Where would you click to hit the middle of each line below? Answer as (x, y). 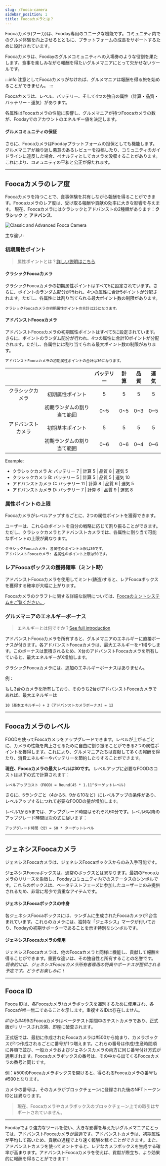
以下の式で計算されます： (44, 775)
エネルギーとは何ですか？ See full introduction (64, 628)
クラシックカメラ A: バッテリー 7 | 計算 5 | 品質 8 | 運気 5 (70, 471)
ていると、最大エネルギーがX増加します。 (47, 657)
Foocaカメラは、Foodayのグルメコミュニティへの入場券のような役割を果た (82, 57)
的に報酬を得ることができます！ (38, 1159)
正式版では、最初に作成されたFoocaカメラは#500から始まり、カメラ (75, 1037)
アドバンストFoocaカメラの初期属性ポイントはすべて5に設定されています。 (82, 332)
